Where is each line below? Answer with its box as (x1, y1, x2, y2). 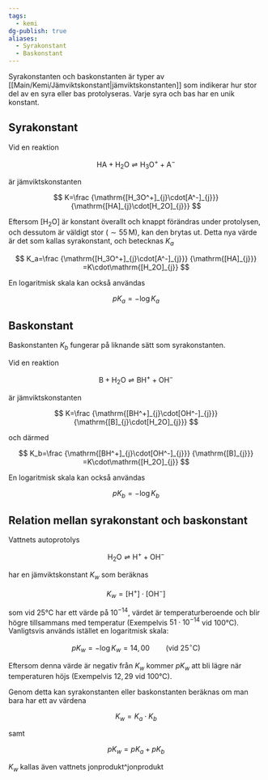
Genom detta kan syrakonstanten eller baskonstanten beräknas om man (8, 687, 249, 697)
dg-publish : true (8, 27, 67, 35)
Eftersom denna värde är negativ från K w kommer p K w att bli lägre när (8, 660, 242, 672)
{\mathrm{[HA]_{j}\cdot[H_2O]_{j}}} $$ (70, 201, 202, 211)
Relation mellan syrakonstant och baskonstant (8, 513, 249, 527)
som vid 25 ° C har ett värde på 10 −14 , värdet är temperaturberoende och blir (8, 606, 261, 617)
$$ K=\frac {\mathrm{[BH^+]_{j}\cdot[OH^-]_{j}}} (53, 408, 219, 418)
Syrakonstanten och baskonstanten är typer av (8, 72, 164, 81)
